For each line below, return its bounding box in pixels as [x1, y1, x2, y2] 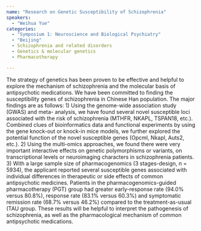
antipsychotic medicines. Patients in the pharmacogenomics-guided [6, 179, 177, 186]
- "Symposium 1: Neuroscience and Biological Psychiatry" [12, 32, 162, 38]
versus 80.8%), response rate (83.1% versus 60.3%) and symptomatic [6, 192, 182, 199]
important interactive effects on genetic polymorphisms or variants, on [6, 147, 182, 154]
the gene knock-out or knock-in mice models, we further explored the [6, 127, 180, 135]
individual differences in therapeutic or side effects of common [6, 172, 163, 179]
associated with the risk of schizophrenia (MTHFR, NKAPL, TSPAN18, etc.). [6, 115, 193, 122]
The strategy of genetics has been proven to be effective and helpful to [6, 76, 185, 83]
